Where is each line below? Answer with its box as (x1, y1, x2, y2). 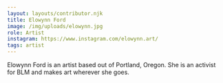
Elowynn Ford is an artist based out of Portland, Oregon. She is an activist (7, 61, 216, 69)
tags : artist (7, 42, 45, 49)
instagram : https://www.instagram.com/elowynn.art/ (7, 36, 158, 43)
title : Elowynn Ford (7, 16, 67, 23)
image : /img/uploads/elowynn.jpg (7, 23, 103, 29)
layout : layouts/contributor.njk (7, 10, 103, 17)
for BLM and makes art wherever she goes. (7, 68, 129, 76)
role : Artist (7, 29, 45, 36)
